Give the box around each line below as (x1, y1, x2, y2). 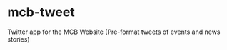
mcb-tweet (7, 4, 75, 20)
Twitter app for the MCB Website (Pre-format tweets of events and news (7, 27, 221, 36)
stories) (7, 35, 30, 43)
